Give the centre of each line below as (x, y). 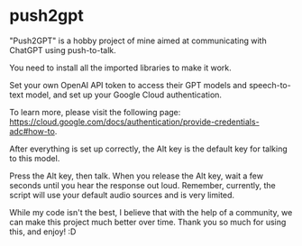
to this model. (35, 158)
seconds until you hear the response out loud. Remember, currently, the (143, 185)
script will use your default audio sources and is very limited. (122, 195)
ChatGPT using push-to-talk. (63, 50)
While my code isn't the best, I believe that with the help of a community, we (151, 212)
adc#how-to (32, 131)
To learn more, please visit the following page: (95, 112)
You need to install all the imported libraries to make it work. (120, 68)
